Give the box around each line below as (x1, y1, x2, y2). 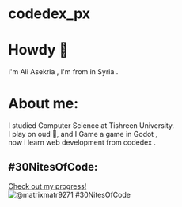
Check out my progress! (8, 181, 87, 190)
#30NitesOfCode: (8, 160, 98, 174)
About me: (8, 95, 79, 113)
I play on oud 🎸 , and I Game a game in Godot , (8, 130, 158, 139)
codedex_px (8, 5, 91, 23)
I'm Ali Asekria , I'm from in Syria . (8, 67, 119, 77)
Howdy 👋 (8, 41, 69, 59)
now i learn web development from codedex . (8, 137, 157, 147)
